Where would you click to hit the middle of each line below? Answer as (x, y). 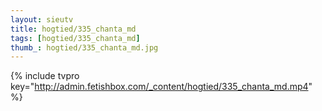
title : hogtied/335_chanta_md (73, 29)
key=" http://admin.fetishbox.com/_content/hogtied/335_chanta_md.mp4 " (161, 87)
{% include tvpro (45, 76)
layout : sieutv (42, 19)
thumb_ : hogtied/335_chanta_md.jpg (84, 47)
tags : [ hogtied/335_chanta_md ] (75, 38)
